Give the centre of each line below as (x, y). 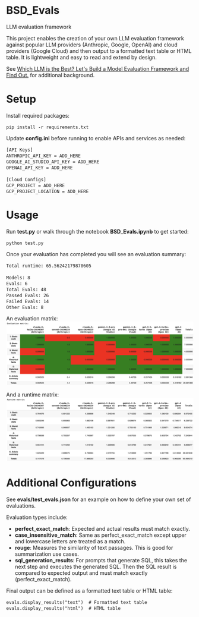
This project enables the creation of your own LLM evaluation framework (95, 38)
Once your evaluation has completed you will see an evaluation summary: (96, 254)
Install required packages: (38, 115)
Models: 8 (18, 278)
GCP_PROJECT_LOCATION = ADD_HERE (48, 191)
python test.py (25, 243)
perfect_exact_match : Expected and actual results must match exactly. (102, 528)
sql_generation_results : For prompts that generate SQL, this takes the (101, 560)
